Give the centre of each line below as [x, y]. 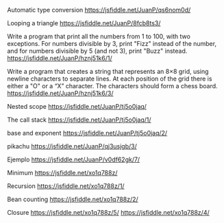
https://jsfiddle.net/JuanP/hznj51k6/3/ [60, 93]
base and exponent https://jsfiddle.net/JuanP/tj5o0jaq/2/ [87, 133]
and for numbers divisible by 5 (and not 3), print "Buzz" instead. [97, 51]
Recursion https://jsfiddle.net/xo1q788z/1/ [66, 186]
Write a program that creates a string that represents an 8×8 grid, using [108, 71]
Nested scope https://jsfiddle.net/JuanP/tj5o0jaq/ [77, 106]
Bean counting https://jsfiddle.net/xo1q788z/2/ [73, 199]
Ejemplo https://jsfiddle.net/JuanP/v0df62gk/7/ [74, 159]
